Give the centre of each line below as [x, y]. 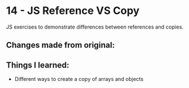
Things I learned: [38, 65]
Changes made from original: [61, 45]
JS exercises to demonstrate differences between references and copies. [95, 27]
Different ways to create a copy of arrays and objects [79, 79]
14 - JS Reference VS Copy [73, 11]
